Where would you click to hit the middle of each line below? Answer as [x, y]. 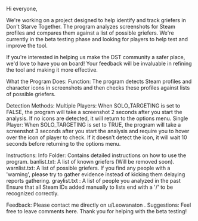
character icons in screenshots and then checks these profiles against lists [98, 88]
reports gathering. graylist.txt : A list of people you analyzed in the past [93, 181]
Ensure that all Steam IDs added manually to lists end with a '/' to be [90, 187]
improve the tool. [27, 45]
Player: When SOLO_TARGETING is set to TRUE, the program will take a [94, 125]
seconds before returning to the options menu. [64, 144]
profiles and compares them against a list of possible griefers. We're [90, 33]
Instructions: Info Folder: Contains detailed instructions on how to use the [96, 155]
